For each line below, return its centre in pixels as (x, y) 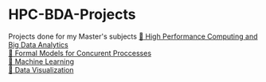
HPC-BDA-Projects (72, 15)
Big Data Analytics (39, 44)
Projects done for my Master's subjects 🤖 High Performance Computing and (133, 36)
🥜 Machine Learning (41, 61)
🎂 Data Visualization (41, 69)
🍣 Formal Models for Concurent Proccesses (80, 53)
